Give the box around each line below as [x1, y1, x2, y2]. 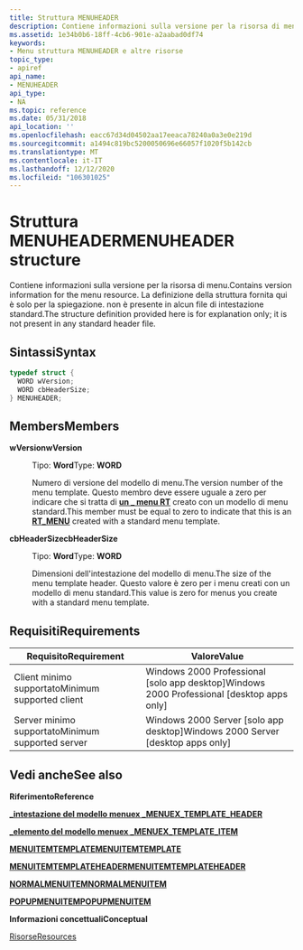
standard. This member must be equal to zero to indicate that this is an [32, 507, 292, 517]
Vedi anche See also [9, 767, 124, 782]
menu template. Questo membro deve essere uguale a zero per [32, 487, 267, 498]
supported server [14, 737, 87, 750]
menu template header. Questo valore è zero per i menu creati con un [32, 578, 290, 589]
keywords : [9, 38, 47, 48]
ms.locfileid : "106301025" [9, 172, 111, 182]
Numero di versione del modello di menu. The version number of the [32, 478, 284, 489]
